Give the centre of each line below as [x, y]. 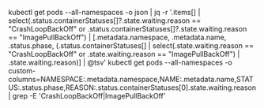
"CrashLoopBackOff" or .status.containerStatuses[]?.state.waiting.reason [128, 29]
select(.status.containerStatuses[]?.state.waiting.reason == [105, 20]
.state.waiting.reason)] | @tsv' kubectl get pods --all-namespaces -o [121, 62]
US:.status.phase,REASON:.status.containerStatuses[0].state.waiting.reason [132, 88]
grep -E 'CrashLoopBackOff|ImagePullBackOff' [89, 96]
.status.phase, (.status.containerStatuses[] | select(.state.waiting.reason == [131, 46]
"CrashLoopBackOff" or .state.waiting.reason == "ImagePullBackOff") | [124, 54]
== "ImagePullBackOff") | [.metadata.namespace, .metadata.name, [117, 37]
